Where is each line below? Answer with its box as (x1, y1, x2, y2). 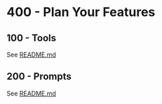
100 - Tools (6, 32, 57, 44)
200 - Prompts (6, 70, 72, 82)
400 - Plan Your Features (6, 4, 156, 20)
